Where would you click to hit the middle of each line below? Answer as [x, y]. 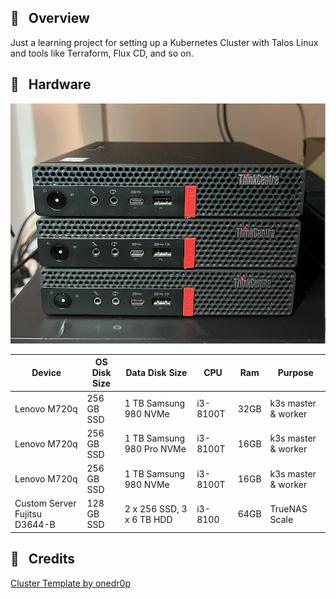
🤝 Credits [43, 559]
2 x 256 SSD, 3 [156, 508]
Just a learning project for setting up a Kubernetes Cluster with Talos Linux [164, 42]
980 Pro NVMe [155, 449]
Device [46, 373]
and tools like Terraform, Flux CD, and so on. [102, 53]
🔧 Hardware [51, 84]
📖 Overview [50, 18]
